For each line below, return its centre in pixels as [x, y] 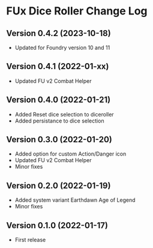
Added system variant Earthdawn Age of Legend [75, 200]
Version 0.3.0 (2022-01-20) [59, 140]
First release [30, 240]
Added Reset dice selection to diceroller [64, 114]
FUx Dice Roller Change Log [77, 11]
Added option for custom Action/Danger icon [70, 154]
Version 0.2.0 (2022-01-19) [58, 185]
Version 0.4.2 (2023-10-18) [58, 33]
